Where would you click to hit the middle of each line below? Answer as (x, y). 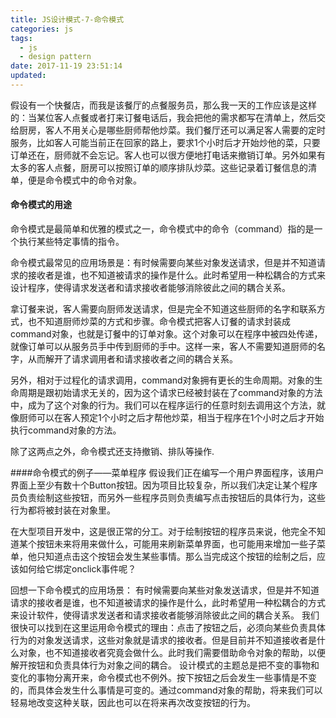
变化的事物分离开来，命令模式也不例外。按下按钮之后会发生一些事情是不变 (163, 678)
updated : (28, 76)
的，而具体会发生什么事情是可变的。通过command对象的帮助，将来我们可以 (166, 690)
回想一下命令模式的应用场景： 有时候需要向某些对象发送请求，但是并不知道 (165, 590)
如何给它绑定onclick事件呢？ (77, 569)
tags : (21, 38)
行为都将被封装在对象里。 (63, 510)
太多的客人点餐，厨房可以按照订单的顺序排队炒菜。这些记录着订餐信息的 (159, 167)
